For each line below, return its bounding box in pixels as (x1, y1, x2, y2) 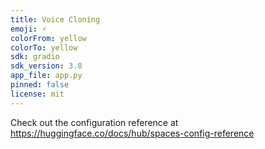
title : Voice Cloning (10, 14, 101, 25)
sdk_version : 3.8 (10, 61, 83, 71)
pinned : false (10, 80, 70, 90)
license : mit (10, 89, 65, 99)
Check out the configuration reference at (10, 116, 179, 128)
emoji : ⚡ (10, 24, 47, 34)
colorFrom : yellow (10, 33, 87, 43)
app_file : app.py (10, 71, 83, 81)
